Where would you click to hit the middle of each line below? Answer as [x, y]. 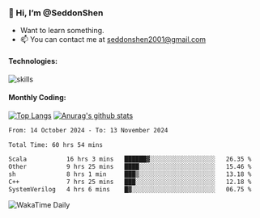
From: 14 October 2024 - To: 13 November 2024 [88, 130]
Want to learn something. [62, 31]
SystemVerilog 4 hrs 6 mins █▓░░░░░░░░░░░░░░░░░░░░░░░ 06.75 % [130, 189]
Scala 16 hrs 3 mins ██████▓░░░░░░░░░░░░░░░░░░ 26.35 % [130, 159]
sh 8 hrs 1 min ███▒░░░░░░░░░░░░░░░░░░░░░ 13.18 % [130, 174]
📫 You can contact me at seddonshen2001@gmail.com [113, 40]
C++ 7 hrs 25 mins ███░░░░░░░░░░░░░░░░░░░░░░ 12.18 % [130, 182]
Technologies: [33, 61]
